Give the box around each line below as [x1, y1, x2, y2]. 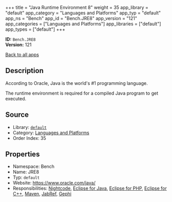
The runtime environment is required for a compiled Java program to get [5, 90, 158, 96]
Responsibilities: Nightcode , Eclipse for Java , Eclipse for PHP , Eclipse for [12, 185, 167, 192]
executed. [5, 95, 27, 102]
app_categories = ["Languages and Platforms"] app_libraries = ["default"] [5, 21, 161, 27]
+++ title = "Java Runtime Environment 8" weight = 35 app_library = [5, 5, 149, 10]
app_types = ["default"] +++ [5, 26, 66, 32]
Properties [5, 150, 40, 159]
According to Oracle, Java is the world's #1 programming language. [5, 80, 148, 86]
